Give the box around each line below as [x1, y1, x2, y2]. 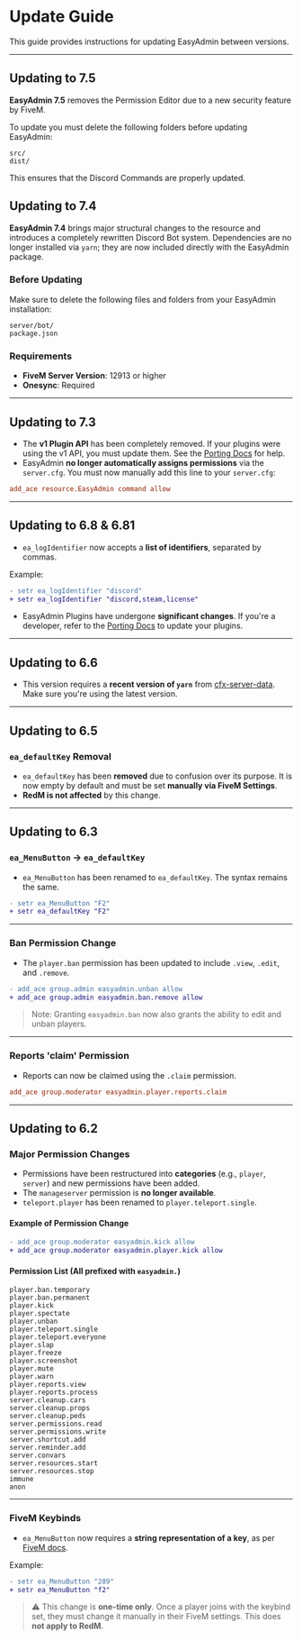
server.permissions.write [9, 1427, 106, 1436]
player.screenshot [9, 1356, 78, 1366]
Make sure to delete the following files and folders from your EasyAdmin [9, 294, 277, 305]
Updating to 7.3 [9, 415, 96, 430]
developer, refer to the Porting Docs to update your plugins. [22, 620, 244, 632]
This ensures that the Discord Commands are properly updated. [9, 172, 245, 183]
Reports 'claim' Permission [9, 1050, 130, 1062]
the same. [22, 881, 60, 892]
